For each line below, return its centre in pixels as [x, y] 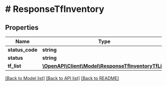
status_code [23, 50]
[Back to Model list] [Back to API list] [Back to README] [62, 78]
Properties [22, 28]
